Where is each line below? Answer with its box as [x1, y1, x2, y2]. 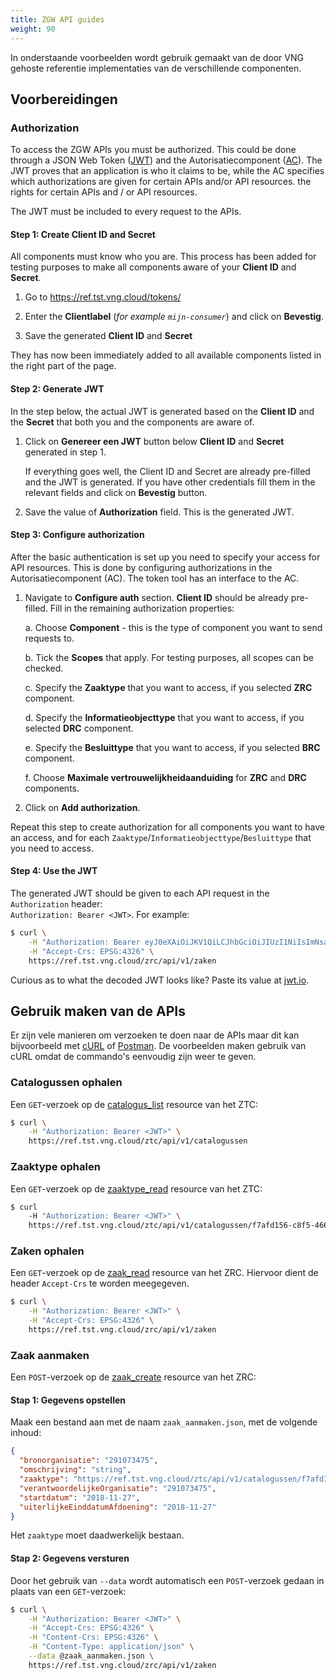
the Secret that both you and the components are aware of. [10, 416, 255, 428]
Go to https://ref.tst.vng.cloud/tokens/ [24, 291, 182, 303]
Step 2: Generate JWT [10, 382, 105, 395]
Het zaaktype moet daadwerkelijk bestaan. [10, 1529, 185, 1541]
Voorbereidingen [10, 91, 118, 108]
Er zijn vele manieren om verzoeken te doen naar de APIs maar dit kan [10, 1029, 300, 1041]
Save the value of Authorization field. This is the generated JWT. [24, 506, 295, 518]
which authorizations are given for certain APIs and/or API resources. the [10, 176, 312, 188]
